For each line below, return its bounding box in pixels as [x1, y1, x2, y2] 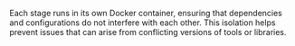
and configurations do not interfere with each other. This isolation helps [9, 17, 276, 28]
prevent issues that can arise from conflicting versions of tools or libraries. [9, 27, 287, 37]
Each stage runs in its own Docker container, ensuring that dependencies [9, 8, 283, 18]
